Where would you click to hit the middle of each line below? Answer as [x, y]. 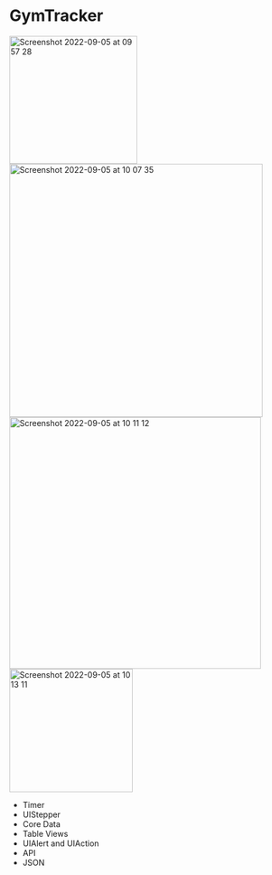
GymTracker [56, 16]
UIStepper [42, 814]
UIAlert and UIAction [61, 843]
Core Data [42, 823]
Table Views [45, 833]
